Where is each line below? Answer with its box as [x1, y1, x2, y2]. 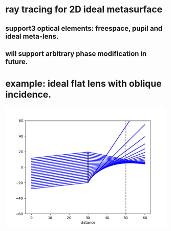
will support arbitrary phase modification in [5, 49, 147, 58]
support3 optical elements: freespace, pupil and [5, 24, 163, 33]
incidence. [5, 89, 52, 100]
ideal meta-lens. [5, 32, 59, 40]
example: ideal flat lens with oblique [5, 78, 162, 90]
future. [5, 57, 28, 66]
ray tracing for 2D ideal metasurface [5, 4, 163, 15]
